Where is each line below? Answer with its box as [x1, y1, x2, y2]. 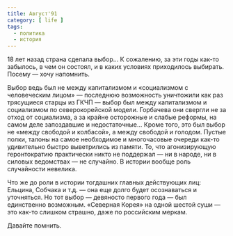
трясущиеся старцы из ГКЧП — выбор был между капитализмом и [7, 98, 207, 107]
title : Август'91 [7, 10, 58, 17]
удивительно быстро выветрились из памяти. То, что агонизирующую [7, 143, 217, 151]
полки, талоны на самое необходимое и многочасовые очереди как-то [7, 135, 220, 143]
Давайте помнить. [7, 221, 62, 230]
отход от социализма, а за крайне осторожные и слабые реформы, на [7, 113, 217, 122]
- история [13, 36, 42, 43]
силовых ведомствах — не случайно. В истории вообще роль [7, 157, 191, 166]
